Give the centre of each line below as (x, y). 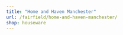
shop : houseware (26, 23)
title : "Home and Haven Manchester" (51, 12)
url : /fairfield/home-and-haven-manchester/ (62, 17)
